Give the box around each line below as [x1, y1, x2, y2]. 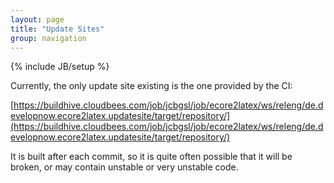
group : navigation [10, 33, 87, 43]
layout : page [10, 14, 65, 25]
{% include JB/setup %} [10, 61, 110, 73]
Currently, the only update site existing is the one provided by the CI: [10, 80, 293, 92]
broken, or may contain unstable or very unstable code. [10, 161, 239, 173]
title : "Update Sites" [10, 24, 105, 34]
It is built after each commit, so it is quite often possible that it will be [10, 151, 293, 163]
